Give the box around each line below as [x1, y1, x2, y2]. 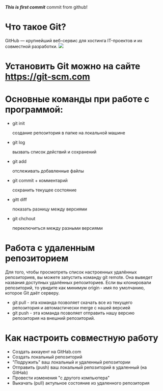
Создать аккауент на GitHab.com [12, 349, 81, 355]
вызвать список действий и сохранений [12, 149, 97, 155]
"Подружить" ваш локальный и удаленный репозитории [12, 359, 131, 365]
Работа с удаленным [5, 242, 95, 254]
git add [12, 158, 27, 164]
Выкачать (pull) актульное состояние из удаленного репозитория [12, 380, 150, 386]
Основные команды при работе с [5, 93, 150, 105]
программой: [5, 104, 63, 115]
